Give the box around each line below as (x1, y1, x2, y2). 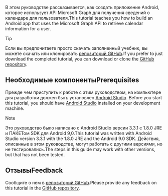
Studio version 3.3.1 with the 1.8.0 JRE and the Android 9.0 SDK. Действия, (5, 136, 160, 142)
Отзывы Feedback (5, 166, 63, 175)
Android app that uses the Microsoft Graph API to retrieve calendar (5, 20, 143, 26)
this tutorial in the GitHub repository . (5, 185, 80, 191)
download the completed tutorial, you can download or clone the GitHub (5, 56, 154, 62)
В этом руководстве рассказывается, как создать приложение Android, (5, 5, 159, 10)
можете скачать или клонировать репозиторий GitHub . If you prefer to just (5, 50, 163, 56)
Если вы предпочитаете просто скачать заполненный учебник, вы (5, 45, 148, 51)
